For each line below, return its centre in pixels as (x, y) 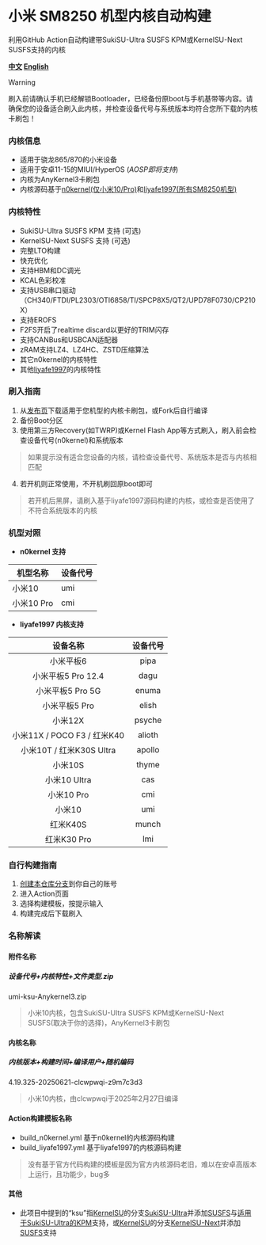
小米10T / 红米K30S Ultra (68, 751)
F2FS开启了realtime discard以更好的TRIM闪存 (94, 329)
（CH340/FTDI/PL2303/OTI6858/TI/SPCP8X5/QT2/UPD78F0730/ (127, 300)
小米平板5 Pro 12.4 (68, 676)
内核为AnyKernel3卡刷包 (60, 180)
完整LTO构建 (40, 250)
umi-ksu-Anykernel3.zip (47, 996)
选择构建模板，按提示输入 (61, 904)
